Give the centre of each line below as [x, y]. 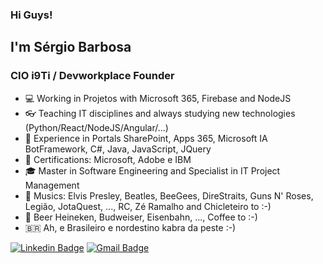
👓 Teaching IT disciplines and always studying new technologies [160, 113]
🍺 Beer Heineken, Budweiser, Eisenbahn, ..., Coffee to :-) [141, 217]
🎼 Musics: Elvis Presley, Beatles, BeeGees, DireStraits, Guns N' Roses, [169, 195]
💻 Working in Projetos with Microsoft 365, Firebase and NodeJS [158, 98]
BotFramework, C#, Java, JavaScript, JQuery [118, 149]
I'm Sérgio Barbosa [71, 47]
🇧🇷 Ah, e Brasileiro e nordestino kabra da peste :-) [130, 227]
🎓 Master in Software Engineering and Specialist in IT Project [152, 170]
